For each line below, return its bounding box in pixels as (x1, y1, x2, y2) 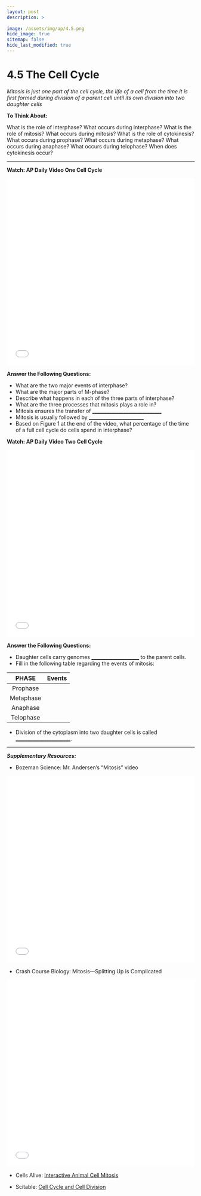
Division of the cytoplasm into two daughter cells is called (15, 728, 157, 736)
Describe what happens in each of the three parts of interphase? (15, 394, 175, 402)
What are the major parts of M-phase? (15, 388, 110, 395)
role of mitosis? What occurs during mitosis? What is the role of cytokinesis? (7, 130, 194, 137)
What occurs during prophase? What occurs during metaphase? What (7, 136, 179, 144)
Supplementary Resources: (7, 752, 76, 759)
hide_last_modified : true (7, 43, 71, 48)
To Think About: (7, 112, 48, 119)
